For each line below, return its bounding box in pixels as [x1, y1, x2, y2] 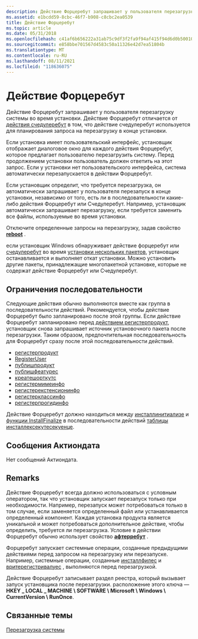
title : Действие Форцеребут [6, 19, 75, 25]
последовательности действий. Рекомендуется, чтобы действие [6, 307, 170, 314]
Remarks [6, 473, 40, 483]
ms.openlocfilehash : [6, 36, 57, 42]
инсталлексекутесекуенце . [6, 423, 75, 431]
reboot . [6, 231, 26, 238]
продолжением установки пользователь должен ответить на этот [6, 158, 173, 165]
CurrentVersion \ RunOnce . [6, 593, 74, 600]
